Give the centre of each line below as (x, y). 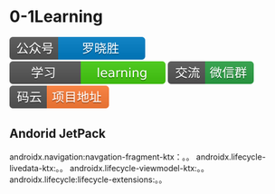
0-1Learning (56, 17)
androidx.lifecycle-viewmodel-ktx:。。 (139, 168)
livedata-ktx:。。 (38, 168)
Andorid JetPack (58, 134)
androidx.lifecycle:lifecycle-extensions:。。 (88, 179)
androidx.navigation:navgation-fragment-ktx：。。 (102, 157)
